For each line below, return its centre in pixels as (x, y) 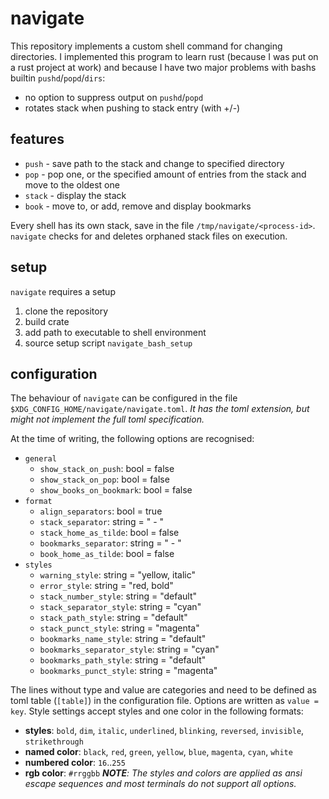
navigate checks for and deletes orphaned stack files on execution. (149, 236)
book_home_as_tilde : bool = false (107, 554)
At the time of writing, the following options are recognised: (132, 439)
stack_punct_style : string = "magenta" (119, 628)
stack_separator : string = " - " (102, 522)
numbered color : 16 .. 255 (75, 763)
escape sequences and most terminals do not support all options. (160, 784)
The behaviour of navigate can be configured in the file (124, 398)
